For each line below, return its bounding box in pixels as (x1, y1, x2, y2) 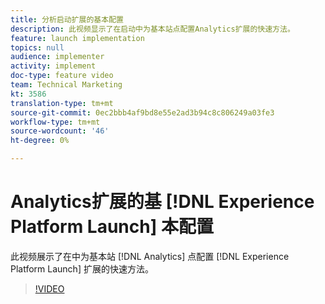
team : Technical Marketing (10, 80, 123, 90)
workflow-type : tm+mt (10, 117, 101, 127)
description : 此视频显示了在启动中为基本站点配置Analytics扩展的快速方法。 (10, 24, 295, 34)
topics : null (10, 42, 65, 53)
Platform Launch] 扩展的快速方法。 (10, 262, 154, 275)
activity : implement (10, 61, 97, 71)
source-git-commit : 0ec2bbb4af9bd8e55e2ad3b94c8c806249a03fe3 (10, 107, 275, 118)
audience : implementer (10, 52, 105, 62)
